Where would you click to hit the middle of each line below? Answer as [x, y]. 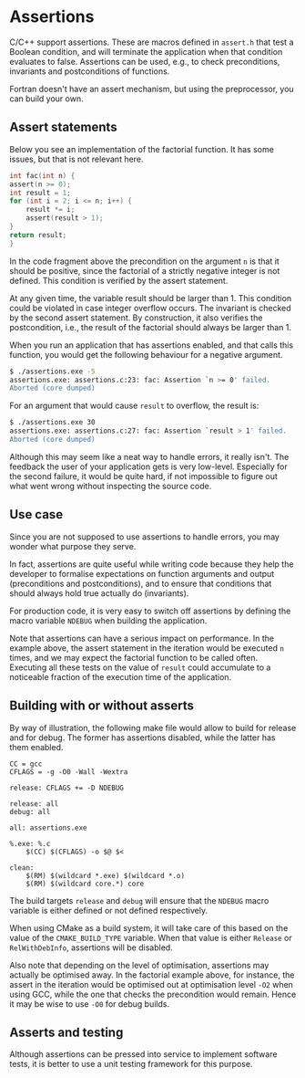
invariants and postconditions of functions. [90, 71]
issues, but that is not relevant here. [76, 159]
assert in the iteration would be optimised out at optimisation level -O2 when [152, 984]
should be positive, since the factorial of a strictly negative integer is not [145, 270]
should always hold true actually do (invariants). [99, 593]
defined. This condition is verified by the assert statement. [119, 280]
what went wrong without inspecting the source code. [111, 486]
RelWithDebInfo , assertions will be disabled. [91, 947]
